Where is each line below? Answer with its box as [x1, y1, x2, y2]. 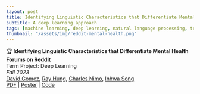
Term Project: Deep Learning [6, 62, 77, 70]
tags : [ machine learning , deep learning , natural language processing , [6, 25, 187, 32]
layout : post [6, 8, 39, 15]
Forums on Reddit [6, 56, 51, 63]
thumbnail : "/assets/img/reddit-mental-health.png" [6, 31, 137, 37]
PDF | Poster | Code [6, 82, 55, 89]
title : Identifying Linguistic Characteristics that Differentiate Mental [6, 14, 196, 20]
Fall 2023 [6, 69, 30, 76]
